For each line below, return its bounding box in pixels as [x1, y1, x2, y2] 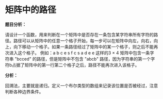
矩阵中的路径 [5, 4, 57, 16]
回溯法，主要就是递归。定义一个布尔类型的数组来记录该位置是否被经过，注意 [5, 82, 158, 88]
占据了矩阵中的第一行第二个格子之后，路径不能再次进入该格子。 [12, 62, 140, 68]
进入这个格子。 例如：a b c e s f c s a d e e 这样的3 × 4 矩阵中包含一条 [9, 49, 150, 56]
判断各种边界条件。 [5, 88, 44, 95]
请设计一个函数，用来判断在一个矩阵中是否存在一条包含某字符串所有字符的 [5, 32, 154, 37]
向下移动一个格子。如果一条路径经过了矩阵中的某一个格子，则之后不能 [13, 44, 154, 49]
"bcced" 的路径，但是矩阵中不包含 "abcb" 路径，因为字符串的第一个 [14, 56, 151, 62]
